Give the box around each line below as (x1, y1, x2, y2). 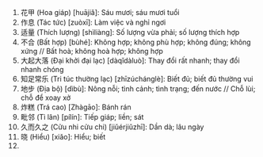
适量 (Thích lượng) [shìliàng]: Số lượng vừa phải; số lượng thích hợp (20, 28, 240, 36)
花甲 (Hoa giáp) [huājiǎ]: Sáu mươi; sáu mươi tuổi (20, 8, 180, 17)
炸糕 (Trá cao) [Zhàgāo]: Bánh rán (20, 102, 131, 112)
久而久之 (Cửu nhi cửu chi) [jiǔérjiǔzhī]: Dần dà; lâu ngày (20, 122, 204, 132)
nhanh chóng (20, 65, 64, 74)
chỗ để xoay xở (20, 93, 71, 102)
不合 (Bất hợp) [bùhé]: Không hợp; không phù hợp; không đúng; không (20, 37, 252, 47)
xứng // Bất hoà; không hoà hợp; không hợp (20, 47, 163, 56)
